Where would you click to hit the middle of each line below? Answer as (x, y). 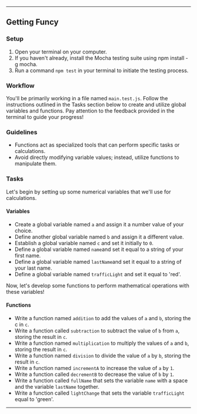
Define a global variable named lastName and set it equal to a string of (98, 262)
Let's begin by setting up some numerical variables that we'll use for (89, 192)
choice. (24, 230)
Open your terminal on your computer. (61, 52)
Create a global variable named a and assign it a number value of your (99, 224)
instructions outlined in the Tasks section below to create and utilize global (96, 104)
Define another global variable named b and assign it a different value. (99, 237)
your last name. (33, 268)
